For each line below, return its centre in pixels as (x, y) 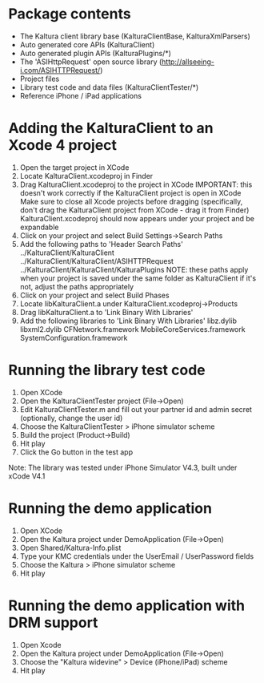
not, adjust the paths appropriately (77, 286)
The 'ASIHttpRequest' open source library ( (91, 62)
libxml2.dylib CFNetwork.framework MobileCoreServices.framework (132, 329)
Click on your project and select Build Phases (94, 295)
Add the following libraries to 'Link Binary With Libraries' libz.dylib (128, 321)
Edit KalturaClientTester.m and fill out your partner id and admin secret (136, 409)
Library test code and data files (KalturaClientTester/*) (109, 87)
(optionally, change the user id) (71, 418)
